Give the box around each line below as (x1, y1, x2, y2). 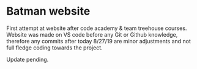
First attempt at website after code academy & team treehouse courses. (6, 24, 187, 32)
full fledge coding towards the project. (6, 44, 103, 51)
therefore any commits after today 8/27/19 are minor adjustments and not (6, 37, 191, 45)
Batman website (6, 4, 91, 18)
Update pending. (6, 56, 49, 63)
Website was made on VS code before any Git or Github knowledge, (6, 31, 178, 38)
